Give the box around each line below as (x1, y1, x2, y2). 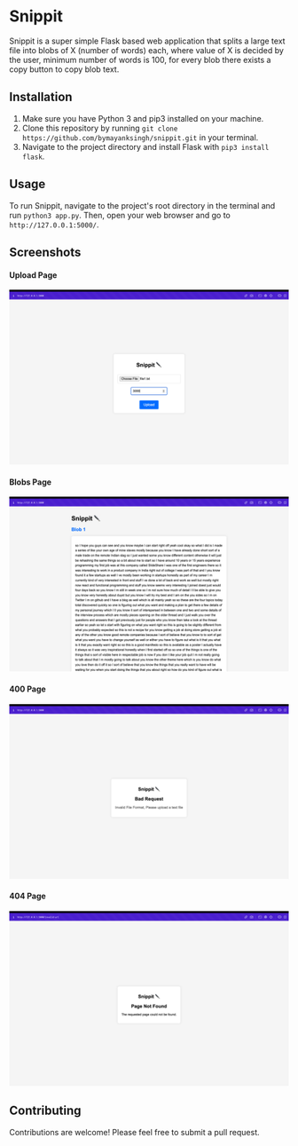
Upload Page (9, 269, 58, 281)
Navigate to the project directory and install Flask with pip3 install (21, 141, 270, 152)
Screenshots (9, 244, 82, 259)
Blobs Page (9, 477, 51, 487)
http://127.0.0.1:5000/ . (9, 219, 99, 230)
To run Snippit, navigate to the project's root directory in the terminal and (9, 200, 276, 210)
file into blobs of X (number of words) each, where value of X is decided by (9, 44, 284, 55)
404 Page (9, 890, 46, 902)
